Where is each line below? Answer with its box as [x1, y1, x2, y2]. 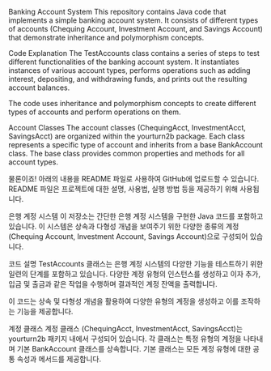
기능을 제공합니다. [16, 307, 74, 316]
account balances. [8, 83, 70, 92]
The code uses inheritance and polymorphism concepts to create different [8, 99, 256, 108]
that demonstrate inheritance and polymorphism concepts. [8, 32, 205, 42]
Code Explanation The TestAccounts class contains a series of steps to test [8, 49, 260, 58]
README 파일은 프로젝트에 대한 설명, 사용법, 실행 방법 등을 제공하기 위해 [8, 184, 239, 194]
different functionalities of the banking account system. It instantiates [8, 57, 240, 66]
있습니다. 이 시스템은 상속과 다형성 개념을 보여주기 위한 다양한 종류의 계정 [8, 222, 239, 231]
